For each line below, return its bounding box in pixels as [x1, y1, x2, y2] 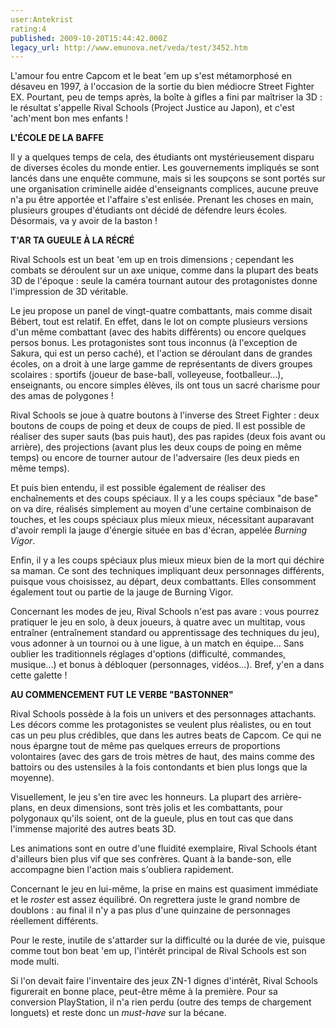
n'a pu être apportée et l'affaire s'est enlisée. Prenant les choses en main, [10, 194, 314, 206]
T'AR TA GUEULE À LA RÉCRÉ [10, 234, 135, 246]
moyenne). [10, 772, 55, 784]
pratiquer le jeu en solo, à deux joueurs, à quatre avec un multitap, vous [10, 616, 306, 628]
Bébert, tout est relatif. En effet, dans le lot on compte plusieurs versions [10, 316, 308, 328]
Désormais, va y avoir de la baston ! [10, 215, 158, 227]
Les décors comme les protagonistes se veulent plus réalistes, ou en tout [10, 719, 312, 731]
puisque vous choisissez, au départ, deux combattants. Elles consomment [10, 576, 317, 588]
